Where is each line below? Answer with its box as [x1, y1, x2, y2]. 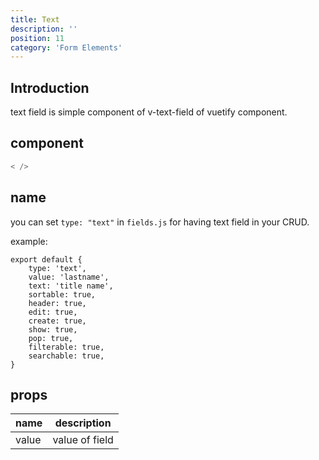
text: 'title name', [28, 281, 114, 291]
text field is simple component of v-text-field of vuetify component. [10, 106, 288, 118]
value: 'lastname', [28, 272, 110, 282]
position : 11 [10, 33, 65, 43]
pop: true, [28, 333, 74, 343]
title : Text [10, 14, 60, 25]
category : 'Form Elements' [10, 42, 123, 53]
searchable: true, [28, 351, 105, 361]
